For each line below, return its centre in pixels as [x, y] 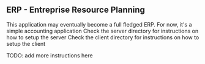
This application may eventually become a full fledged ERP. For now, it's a [99, 24]
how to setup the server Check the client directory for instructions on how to [103, 37]
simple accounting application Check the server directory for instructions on [102, 31]
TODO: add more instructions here [50, 55]
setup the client [26, 43]
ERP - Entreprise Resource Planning [76, 10]
